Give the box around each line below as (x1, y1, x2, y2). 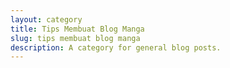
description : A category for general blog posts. (10, 42, 222, 53)
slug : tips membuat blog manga (10, 33, 141, 43)
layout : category (10, 14, 83, 25)
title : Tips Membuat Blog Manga (10, 24, 145, 34)
